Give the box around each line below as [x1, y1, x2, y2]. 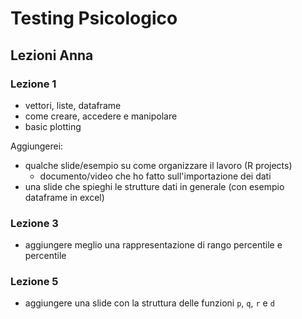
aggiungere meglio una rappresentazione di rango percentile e [24, 239, 283, 251]
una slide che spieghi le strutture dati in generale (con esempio [24, 180, 285, 192]
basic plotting [24, 120, 82, 132]
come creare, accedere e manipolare [24, 110, 178, 122]
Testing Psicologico [10, 7, 178, 30]
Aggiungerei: [10, 140, 64, 152]
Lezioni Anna [10, 47, 94, 64]
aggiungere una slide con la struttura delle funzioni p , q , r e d [24, 297, 275, 309]
